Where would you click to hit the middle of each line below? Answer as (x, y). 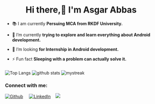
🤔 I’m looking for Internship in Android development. (65, 49)
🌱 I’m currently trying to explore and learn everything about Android (81, 35)
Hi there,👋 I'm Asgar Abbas (81, 10)
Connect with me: (26, 85)
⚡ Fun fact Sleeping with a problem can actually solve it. (69, 59)
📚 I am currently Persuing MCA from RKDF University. (67, 23)
